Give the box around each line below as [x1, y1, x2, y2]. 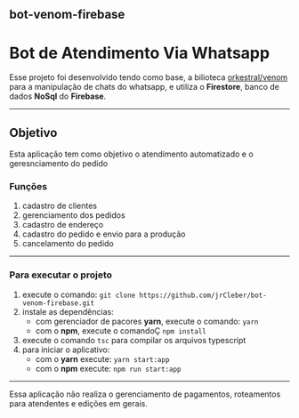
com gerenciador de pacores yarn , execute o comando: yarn [35, 316, 259, 326]
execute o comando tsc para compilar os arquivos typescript [21, 334, 246, 345]
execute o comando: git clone [21, 289, 136, 300]
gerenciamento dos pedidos [21, 210, 126, 221]
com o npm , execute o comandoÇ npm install [35, 325, 206, 336]
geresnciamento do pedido [9, 158, 109, 169]
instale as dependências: [21, 306, 114, 317]
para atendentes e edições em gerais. [9, 398, 149, 408]
